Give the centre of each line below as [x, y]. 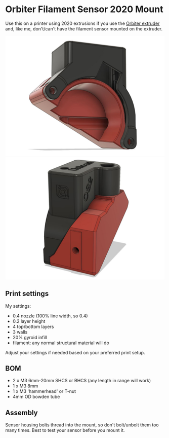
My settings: [18, 306]
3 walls [20, 332]
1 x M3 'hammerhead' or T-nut [44, 391]
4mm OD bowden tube [36, 397]
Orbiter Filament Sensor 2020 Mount [84, 9]
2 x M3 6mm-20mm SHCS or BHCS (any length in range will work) [82, 381]
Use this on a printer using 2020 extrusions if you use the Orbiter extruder [82, 23]
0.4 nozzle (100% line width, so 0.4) [50, 316]
